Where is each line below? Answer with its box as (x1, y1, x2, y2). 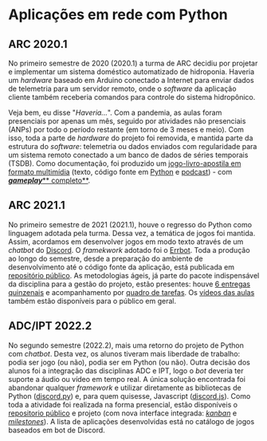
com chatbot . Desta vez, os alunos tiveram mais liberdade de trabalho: (8, 348, 241, 358)
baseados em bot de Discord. (8, 425, 105, 435)
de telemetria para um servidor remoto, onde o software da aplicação (8, 84, 237, 93)
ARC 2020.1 (8, 37, 68, 51)
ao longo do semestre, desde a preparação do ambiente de (8, 254, 203, 263)
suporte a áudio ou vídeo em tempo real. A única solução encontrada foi (8, 374, 245, 384)
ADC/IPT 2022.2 (8, 319, 92, 333)
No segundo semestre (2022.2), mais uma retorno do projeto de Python (8, 341, 245, 350)
